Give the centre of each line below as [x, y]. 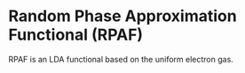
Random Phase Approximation [122, 16]
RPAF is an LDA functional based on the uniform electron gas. [121, 59]
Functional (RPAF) [76, 35]
